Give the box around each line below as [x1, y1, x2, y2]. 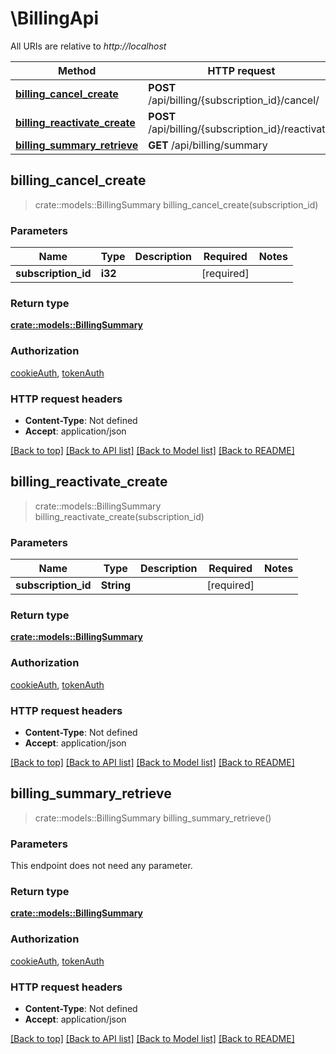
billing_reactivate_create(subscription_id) [34, 510, 205, 522]
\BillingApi [10, 7, 100, 30]
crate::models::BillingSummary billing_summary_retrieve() [34, 812, 272, 824]
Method [58, 63, 97, 77]
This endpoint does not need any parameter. [10, 860, 193, 872]
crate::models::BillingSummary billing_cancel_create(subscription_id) [34, 198, 319, 211]
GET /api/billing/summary [148, 138, 268, 152]
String [100, 578, 131, 592]
